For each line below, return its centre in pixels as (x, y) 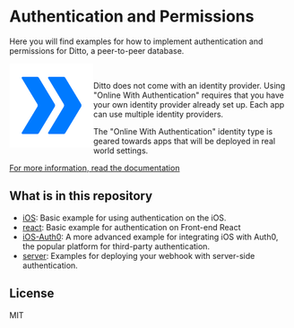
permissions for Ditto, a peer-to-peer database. (97, 50)
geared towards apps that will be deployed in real (185, 141)
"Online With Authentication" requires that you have (189, 95)
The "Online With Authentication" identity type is (183, 131)
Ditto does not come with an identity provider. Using (190, 85)
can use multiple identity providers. (159, 114)
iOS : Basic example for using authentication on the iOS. (124, 218)
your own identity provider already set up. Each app (189, 104)
